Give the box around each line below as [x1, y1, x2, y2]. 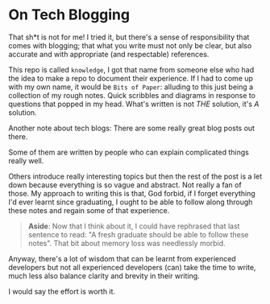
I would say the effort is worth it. [8, 286, 115, 296]
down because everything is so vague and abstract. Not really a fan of [8, 179, 242, 190]
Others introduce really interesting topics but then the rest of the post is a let [8, 171, 263, 181]
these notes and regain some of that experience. [8, 205, 170, 215]
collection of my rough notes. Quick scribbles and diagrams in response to [8, 90, 256, 100]
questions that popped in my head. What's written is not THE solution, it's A [8, 99, 260, 109]
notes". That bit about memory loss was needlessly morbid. [27, 238, 226, 248]
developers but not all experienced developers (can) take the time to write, [8, 262, 256, 272]
